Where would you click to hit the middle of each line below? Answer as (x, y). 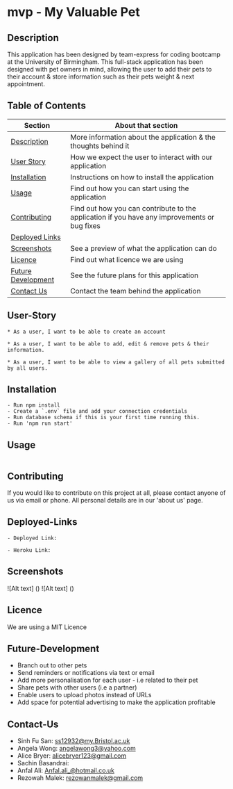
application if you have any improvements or (143, 217)
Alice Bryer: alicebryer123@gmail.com (72, 756)
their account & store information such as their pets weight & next (101, 76)
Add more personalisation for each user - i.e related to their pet (107, 680)
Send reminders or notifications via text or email (86, 673)
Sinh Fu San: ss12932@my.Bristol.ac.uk (74, 741)
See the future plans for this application (135, 275)
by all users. (28, 368)
